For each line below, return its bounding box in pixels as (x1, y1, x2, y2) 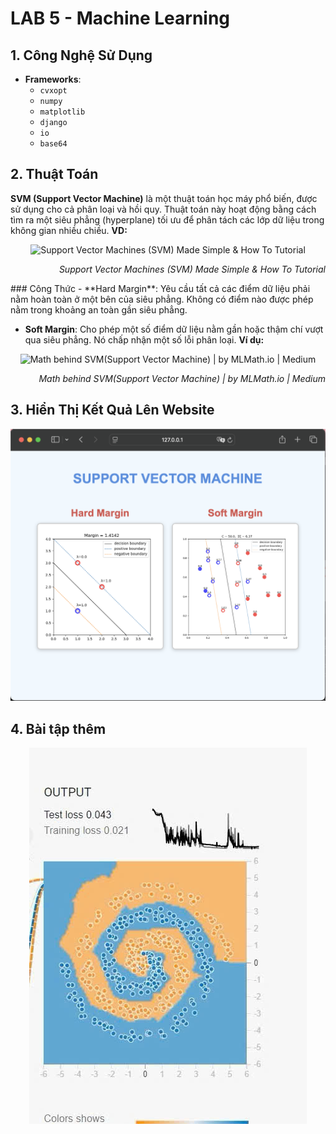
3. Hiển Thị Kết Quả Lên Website (10, 402, 215, 419)
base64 (39, 139, 68, 149)
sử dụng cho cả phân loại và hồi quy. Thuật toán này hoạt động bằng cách (10, 203, 317, 215)
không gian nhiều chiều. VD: (10, 224, 128, 236)
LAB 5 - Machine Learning (10, 7, 231, 30)
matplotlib (39, 107, 86, 117)
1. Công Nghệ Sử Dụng (10, 47, 153, 64)
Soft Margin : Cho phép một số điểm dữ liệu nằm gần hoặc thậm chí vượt (24, 323, 324, 335)
